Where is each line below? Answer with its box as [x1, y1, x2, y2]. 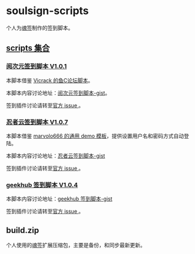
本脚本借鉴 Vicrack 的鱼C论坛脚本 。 [6, 76, 93, 83]
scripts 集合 [6, 43, 50, 54]
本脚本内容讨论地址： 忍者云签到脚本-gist [6, 152, 105, 159]
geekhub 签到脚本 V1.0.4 [6, 181, 78, 189]
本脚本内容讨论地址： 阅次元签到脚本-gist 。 [6, 89, 111, 96]
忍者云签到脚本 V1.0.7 [6, 118, 68, 126]
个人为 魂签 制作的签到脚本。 [6, 24, 74, 31]
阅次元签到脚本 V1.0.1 [6, 62, 67, 71]
